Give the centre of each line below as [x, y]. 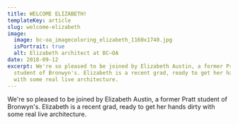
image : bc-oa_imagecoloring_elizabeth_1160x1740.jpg [93, 40]
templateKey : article [39, 20]
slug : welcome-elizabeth [44, 27]
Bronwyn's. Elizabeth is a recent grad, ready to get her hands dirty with [111, 107]
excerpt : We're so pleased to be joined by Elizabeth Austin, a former [115, 66]
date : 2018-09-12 [33, 60]
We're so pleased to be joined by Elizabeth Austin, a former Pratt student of [118, 99]
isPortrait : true [39, 46]
